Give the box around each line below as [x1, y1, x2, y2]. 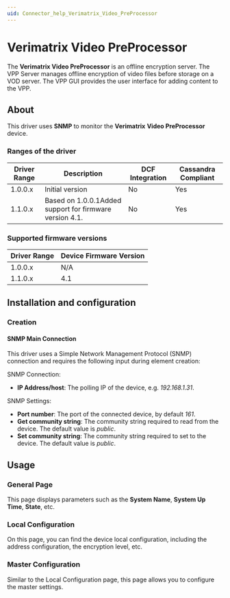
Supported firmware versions [7, 233, 107, 243]
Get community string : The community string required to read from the [16, 418, 219, 426]
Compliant [180, 173, 215, 182]
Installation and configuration [7, 297, 136, 309]
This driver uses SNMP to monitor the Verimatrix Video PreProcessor [7, 122, 205, 130]
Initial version [44, 184, 88, 194]
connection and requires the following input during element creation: [7, 357, 201, 366]
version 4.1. [44, 213, 84, 222]
